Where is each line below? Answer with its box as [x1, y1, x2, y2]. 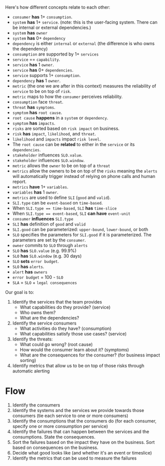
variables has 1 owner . [12, 189, 59, 195]
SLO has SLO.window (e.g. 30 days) [12, 253, 82, 259]
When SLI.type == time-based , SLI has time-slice [12, 205, 117, 211]
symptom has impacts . [12, 120, 56, 126]
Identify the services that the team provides [12, 299, 102, 304]
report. [12, 178, 27, 184]
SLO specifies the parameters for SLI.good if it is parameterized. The [12, 232, 152, 237]
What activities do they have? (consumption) [19, 325, 112, 331]
